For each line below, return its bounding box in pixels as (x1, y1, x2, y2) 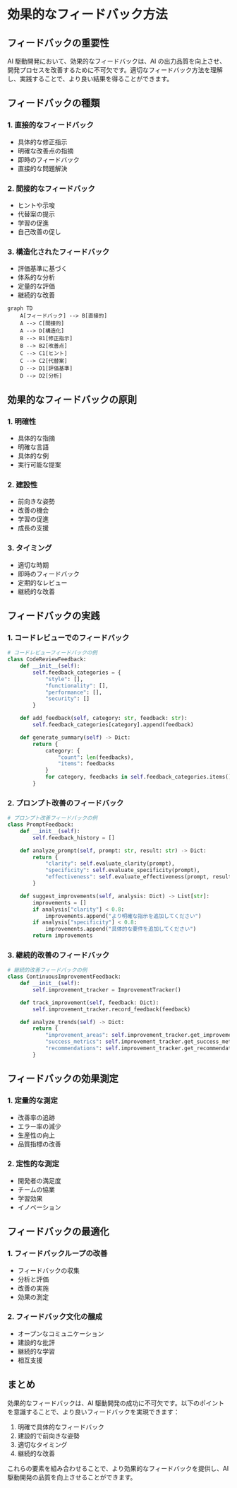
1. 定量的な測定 (7, 1095, 59, 1105)
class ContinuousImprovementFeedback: (7, 973, 121, 980)
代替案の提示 (17, 209, 55, 218)
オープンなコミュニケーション (17, 1329, 104, 1337)
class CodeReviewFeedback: (7, 656, 87, 663)
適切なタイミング (17, 1440, 68, 1448)
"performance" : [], (44, 689, 102, 696)
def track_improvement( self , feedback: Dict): (20, 999, 159, 1006)
